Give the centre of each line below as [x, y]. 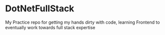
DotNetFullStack [40, 9]
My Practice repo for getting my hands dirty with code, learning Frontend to [82, 22]
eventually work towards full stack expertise [50, 27]
